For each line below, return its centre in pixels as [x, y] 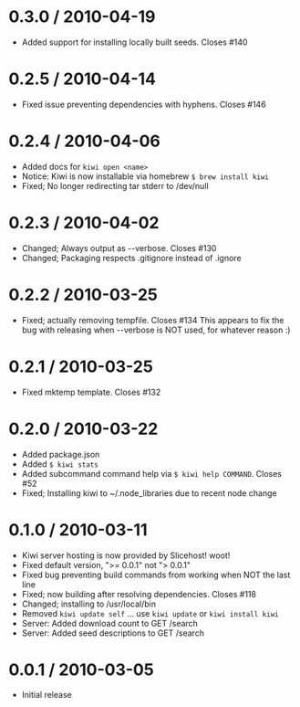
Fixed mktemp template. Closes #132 [91, 392]
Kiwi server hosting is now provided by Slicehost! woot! [126, 555]
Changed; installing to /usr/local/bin [89, 604]
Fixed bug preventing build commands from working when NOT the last [156, 575]
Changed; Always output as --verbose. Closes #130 [119, 248]
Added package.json [61, 454]
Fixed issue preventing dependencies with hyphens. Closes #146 [144, 104]
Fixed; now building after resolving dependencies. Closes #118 [139, 594]
